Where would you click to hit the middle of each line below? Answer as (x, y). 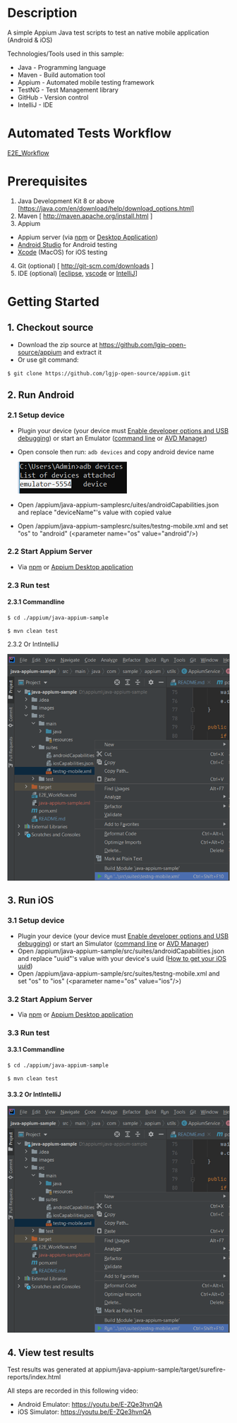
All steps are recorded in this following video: (73, 1391)
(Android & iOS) (30, 40)
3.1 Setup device (36, 921)
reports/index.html (34, 1377)
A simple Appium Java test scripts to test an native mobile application (108, 32)
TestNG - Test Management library (68, 90)
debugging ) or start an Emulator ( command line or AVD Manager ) (113, 438)
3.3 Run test (29, 1033)
